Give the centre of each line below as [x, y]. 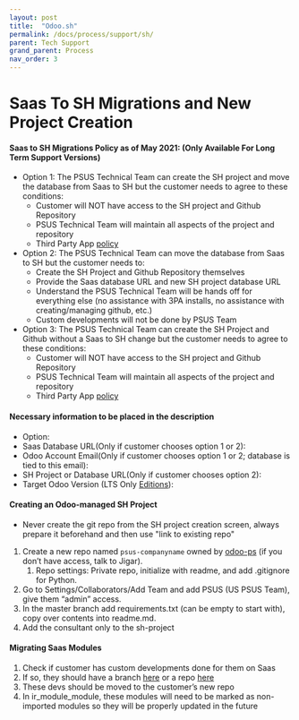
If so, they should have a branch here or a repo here [118, 677]
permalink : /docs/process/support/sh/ [81, 34]
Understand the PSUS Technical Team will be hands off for [144, 291]
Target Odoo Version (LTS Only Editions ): [98, 484]
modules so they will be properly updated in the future [158, 706]
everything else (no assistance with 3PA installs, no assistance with [160, 301]
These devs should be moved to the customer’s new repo [128, 687]
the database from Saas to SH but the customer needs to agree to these [155, 187]
